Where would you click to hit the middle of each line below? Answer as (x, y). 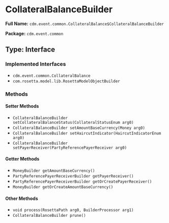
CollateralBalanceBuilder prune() (49, 216)
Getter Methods (22, 159)
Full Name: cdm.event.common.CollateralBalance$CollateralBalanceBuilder (85, 24)
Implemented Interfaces (36, 64)
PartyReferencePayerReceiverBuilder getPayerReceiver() (73, 176)
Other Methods (22, 198)
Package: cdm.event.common (34, 33)
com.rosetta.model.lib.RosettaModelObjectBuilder (66, 81)
